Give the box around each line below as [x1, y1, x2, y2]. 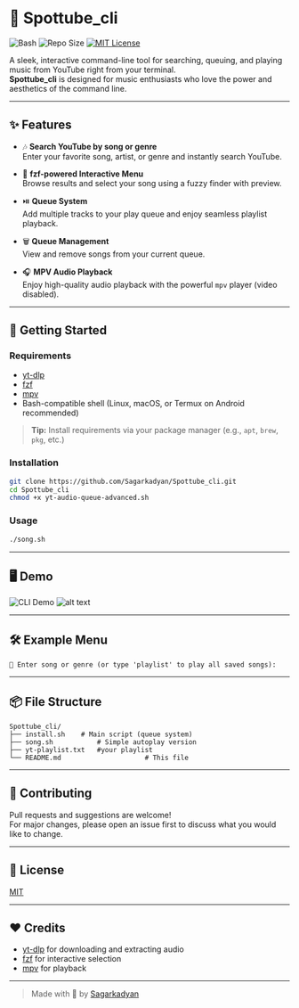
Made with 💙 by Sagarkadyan [30, 988, 140, 999]
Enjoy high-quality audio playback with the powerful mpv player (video [21, 279, 278, 290]
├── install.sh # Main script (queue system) [9, 730, 193, 739]
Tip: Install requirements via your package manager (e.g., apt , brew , [30, 425, 279, 436]
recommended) [21, 407, 79, 418]
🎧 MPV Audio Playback [21, 266, 113, 277]
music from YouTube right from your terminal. [9, 64, 176, 75]
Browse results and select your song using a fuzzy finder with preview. [21, 177, 282, 188]
